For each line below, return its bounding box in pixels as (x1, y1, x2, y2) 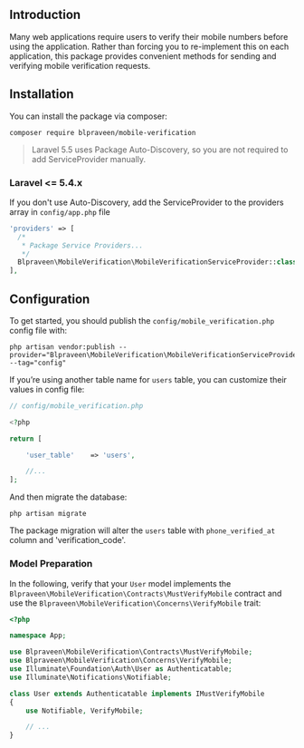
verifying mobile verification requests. (9, 60, 151, 71)
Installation (9, 86, 74, 102)
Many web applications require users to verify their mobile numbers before (9, 31, 289, 42)
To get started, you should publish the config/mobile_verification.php (9, 315, 275, 325)
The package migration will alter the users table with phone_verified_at (9, 525, 276, 536)
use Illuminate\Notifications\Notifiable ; (9, 673, 172, 682)
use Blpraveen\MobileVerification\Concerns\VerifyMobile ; (9, 656, 233, 665)
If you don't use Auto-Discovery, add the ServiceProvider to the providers (9, 197, 284, 208)
